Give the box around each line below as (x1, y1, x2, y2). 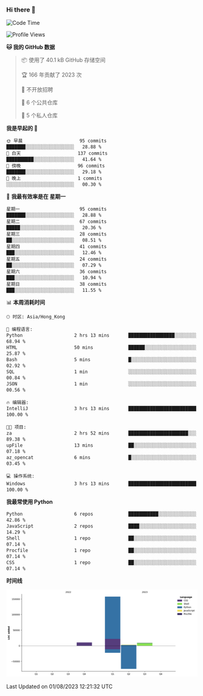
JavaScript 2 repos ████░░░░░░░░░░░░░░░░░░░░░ (6, 523, 197, 530)
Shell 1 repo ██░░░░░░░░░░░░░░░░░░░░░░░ (6, 535, 197, 542)
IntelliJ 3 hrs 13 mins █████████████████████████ (6, 406, 197, 412)
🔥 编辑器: (6, 400, 29, 406)
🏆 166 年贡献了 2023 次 (21, 71, 82, 78)
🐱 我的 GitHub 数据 (6, 44, 56, 51)
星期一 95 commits (6, 206, 107, 212)
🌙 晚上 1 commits (6, 175, 102, 181)
